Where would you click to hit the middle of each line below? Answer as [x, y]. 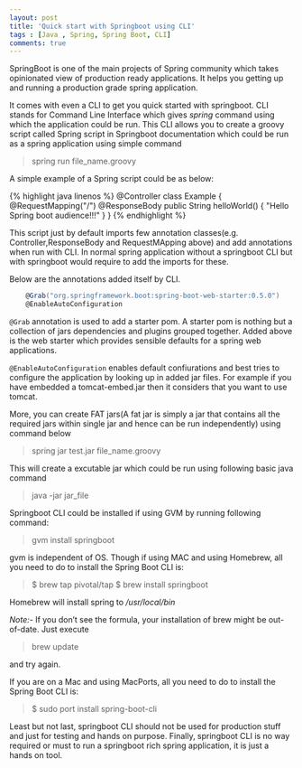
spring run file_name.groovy [84, 161]
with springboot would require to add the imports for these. [119, 262]
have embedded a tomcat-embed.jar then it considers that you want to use [148, 387]
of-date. [24, 629]
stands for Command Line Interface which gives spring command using [142, 115]
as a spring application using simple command [96, 144]
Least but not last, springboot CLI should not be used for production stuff [145, 726]
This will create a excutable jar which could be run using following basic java [151, 468]
